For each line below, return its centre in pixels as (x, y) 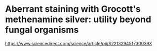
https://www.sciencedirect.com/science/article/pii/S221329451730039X (78, 43)
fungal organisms (42, 30)
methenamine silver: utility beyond (78, 19)
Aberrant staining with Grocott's (73, 9)
